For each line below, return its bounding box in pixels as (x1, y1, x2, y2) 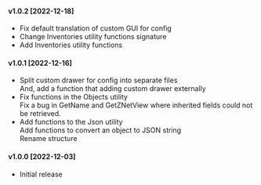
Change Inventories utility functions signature (19, 32, 167, 42)
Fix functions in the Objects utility (19, 92, 128, 102)
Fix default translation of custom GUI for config (19, 24, 172, 33)
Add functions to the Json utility (19, 118, 123, 127)
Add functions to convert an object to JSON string (19, 125, 182, 135)
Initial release (19, 169, 63, 179)
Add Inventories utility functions (19, 40, 123, 50)
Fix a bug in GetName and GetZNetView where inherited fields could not (19, 100, 253, 110)
